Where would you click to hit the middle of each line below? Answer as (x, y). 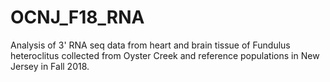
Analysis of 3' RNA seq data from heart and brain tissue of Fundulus (150, 45)
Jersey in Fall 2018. (50, 66)
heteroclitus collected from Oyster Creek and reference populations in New (165, 55)
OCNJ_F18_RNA (77, 17)
